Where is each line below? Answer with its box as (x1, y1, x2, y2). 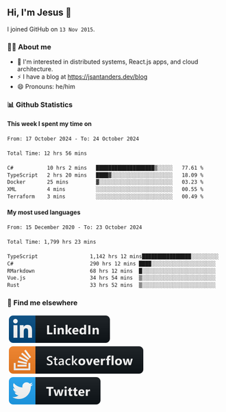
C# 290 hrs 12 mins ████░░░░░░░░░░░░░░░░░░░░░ (7, 260, 216, 267)
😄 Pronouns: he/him (16, 83, 75, 91)
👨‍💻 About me (7, 42, 51, 51)
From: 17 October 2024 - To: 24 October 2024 (7, 136, 139, 142)
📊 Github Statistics (7, 100, 73, 110)
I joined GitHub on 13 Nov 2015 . (7, 25, 95, 33)
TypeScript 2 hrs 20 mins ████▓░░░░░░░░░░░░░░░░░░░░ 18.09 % (7, 172, 204, 179)
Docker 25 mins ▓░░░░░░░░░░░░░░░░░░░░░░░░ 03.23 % (7, 179, 204, 185)
